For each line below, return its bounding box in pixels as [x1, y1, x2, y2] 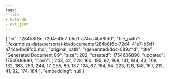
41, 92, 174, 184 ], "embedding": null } [5, 68, 85, 74]
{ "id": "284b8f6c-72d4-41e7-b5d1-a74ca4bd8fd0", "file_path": [5, 36, 140, 42]
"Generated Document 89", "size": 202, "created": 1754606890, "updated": [5, 52, 165, 58]
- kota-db [5, 17, 27, 22]
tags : [5, 7, 17, 13]
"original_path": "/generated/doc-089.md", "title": [48, 46, 154, 52]
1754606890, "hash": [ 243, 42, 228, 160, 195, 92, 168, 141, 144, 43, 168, [5, 57, 158, 64]
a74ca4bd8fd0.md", [5, 46, 48, 52]
